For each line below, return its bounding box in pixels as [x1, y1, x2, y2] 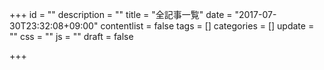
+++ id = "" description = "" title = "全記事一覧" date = [9, 9, 233, 20]
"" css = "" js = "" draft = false [9, 31, 134, 42]
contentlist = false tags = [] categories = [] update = [100, 20, 315, 32]
